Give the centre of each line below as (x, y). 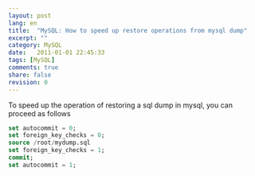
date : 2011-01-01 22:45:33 (57, 53)
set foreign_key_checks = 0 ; (57, 135)
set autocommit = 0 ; (43, 128)
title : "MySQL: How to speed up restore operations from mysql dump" (128, 30)
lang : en (23, 23)
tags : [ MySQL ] (32, 61)
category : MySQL (35, 45)
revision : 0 (28, 82)
